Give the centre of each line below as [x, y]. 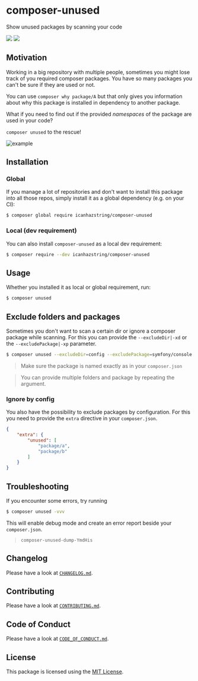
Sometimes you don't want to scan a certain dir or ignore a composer [91, 331]
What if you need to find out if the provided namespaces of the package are [99, 114]
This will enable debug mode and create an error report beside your [89, 523]
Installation [27, 162]
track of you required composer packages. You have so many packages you [99, 78]
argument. [33, 383]
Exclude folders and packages [63, 316]
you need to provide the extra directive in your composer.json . [82, 418]
